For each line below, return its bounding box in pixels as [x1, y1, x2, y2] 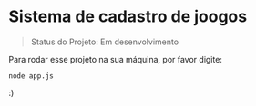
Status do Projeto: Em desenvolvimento [30, 36, 179, 47]
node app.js [8, 71, 54, 81]
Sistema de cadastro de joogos [8, 6, 248, 27]
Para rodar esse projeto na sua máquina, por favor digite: [8, 53, 222, 64]
